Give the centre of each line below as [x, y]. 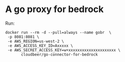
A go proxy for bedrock [55, 9]
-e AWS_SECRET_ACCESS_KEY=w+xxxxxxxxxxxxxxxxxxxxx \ [64, 50]
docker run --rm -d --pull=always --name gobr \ [58, 32]
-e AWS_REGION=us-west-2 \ [36, 41]
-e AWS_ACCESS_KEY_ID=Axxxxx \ [40, 46]
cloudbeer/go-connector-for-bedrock [59, 54]
